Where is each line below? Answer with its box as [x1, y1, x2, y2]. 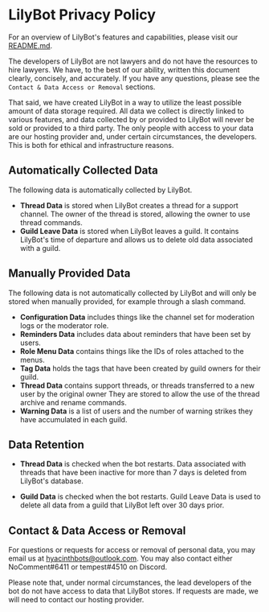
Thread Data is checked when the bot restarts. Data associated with [19, 459, 247, 469]
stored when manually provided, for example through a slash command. [8, 296, 247, 306]
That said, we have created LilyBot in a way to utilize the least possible [8, 97, 243, 107]
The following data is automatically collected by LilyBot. [8, 185, 193, 195]
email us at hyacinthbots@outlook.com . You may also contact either [8, 553, 233, 564]
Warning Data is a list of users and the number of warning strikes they [19, 406, 253, 416]
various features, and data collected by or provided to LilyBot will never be [8, 114, 255, 124]
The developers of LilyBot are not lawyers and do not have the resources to [8, 56, 259, 66]
